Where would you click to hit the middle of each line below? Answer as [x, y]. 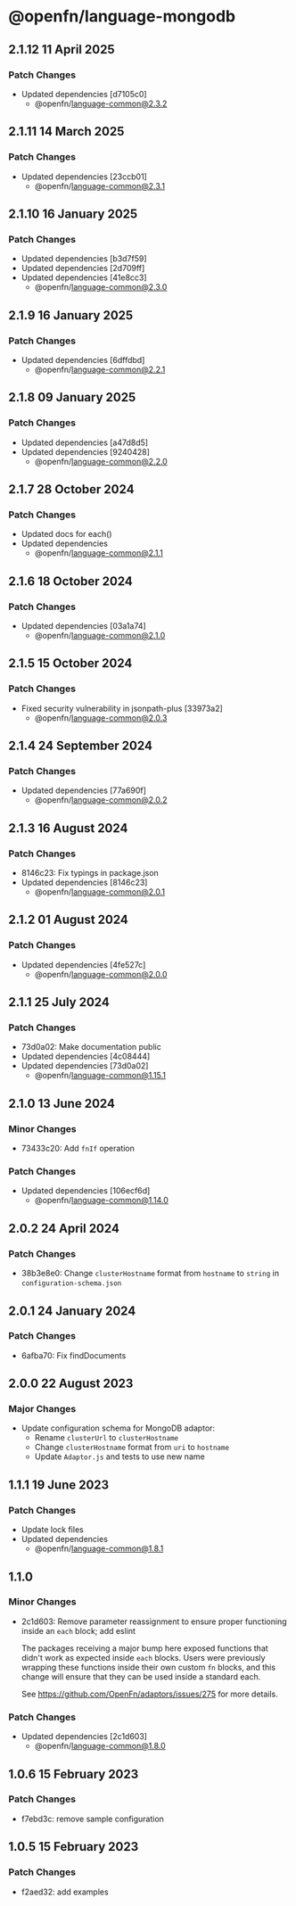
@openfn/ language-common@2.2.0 [101, 461]
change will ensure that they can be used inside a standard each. [141, 1676]
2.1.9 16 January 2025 [71, 315]
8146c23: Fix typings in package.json [90, 873]
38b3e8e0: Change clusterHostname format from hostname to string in [150, 1274]
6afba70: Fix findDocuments [74, 1355]
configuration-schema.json [71, 1283]
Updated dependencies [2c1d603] [84, 1737]
